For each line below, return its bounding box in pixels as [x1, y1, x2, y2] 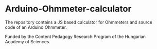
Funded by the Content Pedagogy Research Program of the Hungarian [5, 34, 146, 39]
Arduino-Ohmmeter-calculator [5, 3, 132, 14]
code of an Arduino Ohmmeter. [5, 24, 67, 30]
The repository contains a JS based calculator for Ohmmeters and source [5, 19, 153, 25]
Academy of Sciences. [5, 38, 51, 44]
